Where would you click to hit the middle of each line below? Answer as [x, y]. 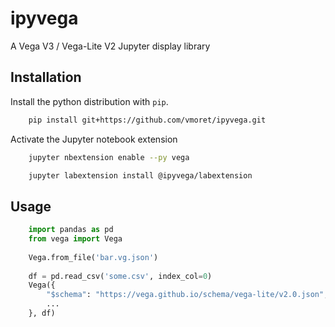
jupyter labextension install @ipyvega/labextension [140, 175]
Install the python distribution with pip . [89, 101]
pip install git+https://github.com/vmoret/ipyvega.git [147, 120]
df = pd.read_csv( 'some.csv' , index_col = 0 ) [120, 276]
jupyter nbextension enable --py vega [109, 157]
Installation [46, 77]
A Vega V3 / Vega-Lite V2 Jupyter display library [110, 46]
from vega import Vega [75, 239]
